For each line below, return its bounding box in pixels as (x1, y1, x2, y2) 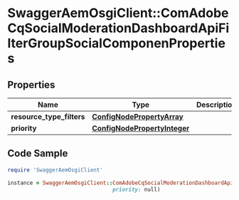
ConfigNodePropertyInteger (92, 123, 190, 133)
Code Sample (7, 147, 68, 159)
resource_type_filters (11, 112, 85, 122)
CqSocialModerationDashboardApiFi (7, 20, 230, 36)
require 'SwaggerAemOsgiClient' (7, 166, 103, 174)
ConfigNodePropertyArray (92, 112, 184, 122)
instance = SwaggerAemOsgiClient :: (7, 179, 113, 186)
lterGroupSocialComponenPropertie (7, 36, 226, 51)
